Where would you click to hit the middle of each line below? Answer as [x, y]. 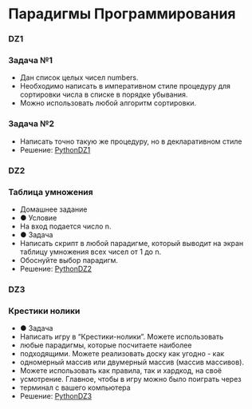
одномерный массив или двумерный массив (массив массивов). [132, 362]
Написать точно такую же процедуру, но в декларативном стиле [131, 141]
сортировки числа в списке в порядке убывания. [104, 95]
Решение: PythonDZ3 [56, 396]
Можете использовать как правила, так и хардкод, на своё [121, 371]
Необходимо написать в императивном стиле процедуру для [125, 86]
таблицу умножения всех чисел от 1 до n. [91, 252]
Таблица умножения [51, 192]
